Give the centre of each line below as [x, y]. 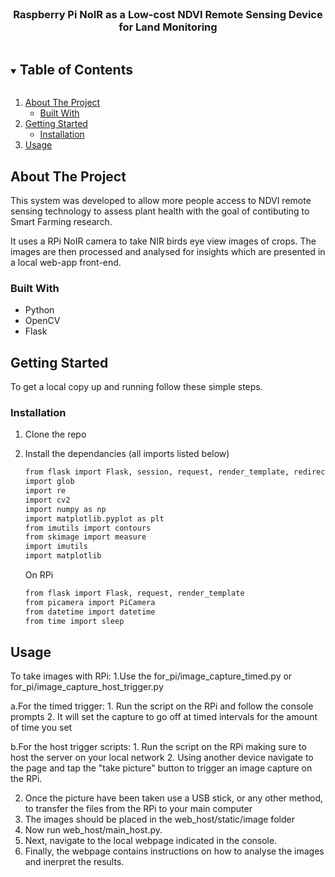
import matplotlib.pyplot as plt [94, 518]
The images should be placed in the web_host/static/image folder [159, 819]
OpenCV [42, 321]
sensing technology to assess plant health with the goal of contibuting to [160, 211]
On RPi [39, 575]
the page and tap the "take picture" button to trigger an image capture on [161, 768]
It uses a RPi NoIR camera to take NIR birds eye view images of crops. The [163, 241]
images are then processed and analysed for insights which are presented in [168, 251]
